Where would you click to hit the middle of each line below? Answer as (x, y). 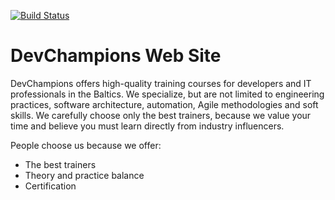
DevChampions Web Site (116, 56)
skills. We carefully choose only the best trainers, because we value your (161, 115)
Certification (50, 186)
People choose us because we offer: (86, 145)
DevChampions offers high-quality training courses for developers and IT (161, 83)
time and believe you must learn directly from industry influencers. (147, 126)
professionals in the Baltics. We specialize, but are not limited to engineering (167, 94)
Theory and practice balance (84, 175)
